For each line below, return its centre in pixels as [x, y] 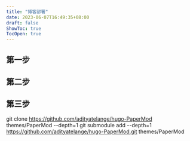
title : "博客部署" [27, 12]
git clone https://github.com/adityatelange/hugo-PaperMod [79, 119]
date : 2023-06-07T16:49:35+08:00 [48, 17]
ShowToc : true [24, 28]
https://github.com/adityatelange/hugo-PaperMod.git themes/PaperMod [95, 131]
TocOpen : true [24, 34]
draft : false [22, 23]
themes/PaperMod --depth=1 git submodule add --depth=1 [79, 125]
